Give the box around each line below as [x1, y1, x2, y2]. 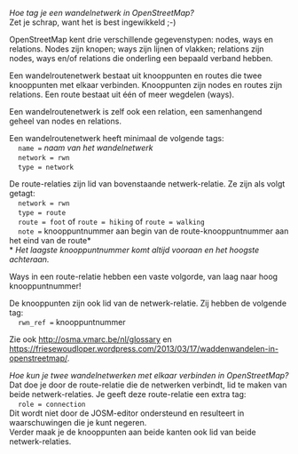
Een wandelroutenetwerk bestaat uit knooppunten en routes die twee [9, 70, 263, 81]
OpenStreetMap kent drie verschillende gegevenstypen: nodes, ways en [9, 35, 273, 44]
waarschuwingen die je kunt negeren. [9, 418, 147, 427]
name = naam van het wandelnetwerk [17, 142, 153, 153]
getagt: [9, 188, 35, 198]
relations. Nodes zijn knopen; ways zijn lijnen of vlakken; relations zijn [9, 44, 264, 54]
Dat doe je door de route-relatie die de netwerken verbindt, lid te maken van [9, 379, 287, 390]
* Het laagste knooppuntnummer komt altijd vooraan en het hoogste [9, 244, 260, 255]
